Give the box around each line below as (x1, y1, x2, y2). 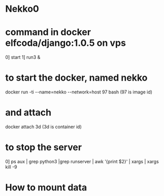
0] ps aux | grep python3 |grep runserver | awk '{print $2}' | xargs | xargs (5, 158, 159, 164)
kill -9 (5, 164, 17, 170)
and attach (5, 107, 52, 118)
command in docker (5, 27, 91, 38)
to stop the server (5, 141, 82, 153)
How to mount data (5, 182, 87, 193)
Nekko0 (5, 3, 39, 15)
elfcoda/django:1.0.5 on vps (5, 37, 126, 49)
